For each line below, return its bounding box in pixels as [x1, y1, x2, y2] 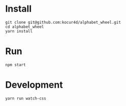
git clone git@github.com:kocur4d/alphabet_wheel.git [5, 20, 121, 25]
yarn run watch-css [5, 96, 47, 101]
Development [5, 79, 63, 91]
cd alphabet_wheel [5, 24, 44, 29]
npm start [5, 62, 26, 67]
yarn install [5, 28, 33, 33]
